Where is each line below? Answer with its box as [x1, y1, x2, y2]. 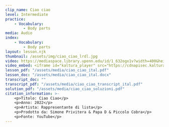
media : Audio [5, 30, 33, 35]
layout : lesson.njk [5, 49, 46, 54]
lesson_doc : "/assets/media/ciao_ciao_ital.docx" [5, 72, 112, 77]
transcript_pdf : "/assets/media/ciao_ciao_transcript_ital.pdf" [5, 81, 143, 86]
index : [5, 35, 19, 40]
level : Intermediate [5, 12, 49, 17]
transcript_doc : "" [5, 77, 46, 82]
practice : [5, 16, 26, 21]
